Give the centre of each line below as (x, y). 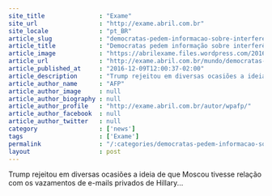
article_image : (56, 53)
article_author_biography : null (65, 99)
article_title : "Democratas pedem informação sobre (119, 46)
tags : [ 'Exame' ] (74, 136)
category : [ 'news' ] (72, 129)
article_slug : (56, 38)
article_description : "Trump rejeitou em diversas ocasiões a (126, 76)
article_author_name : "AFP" (67, 83)
